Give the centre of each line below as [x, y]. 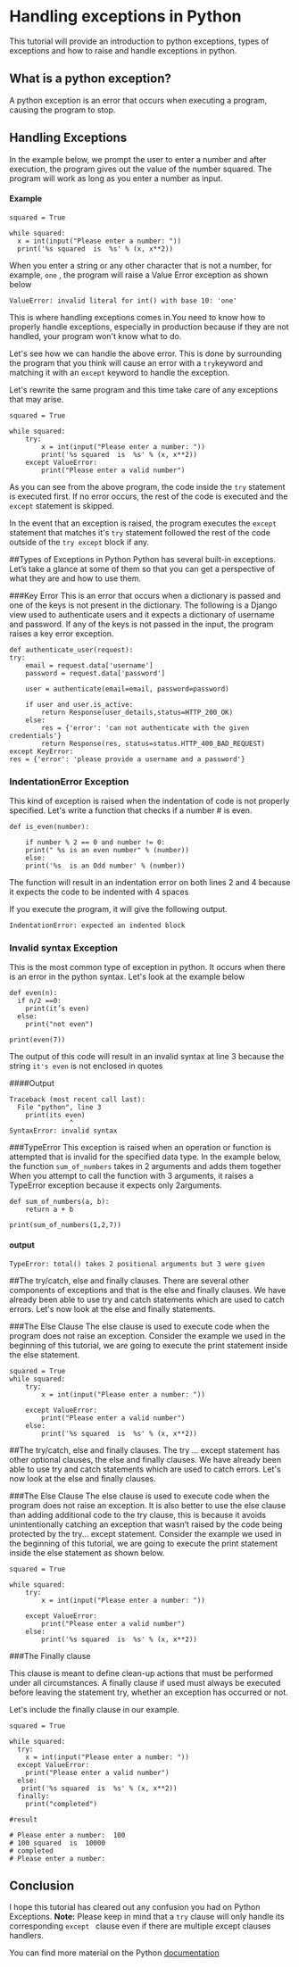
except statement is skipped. [62, 505]
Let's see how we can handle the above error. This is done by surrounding [146, 353]
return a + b [50, 1210]
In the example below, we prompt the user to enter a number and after [138, 159]
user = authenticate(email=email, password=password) [127, 689]
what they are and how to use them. [75, 578]
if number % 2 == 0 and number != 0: [96, 842]
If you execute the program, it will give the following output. [118, 909]
